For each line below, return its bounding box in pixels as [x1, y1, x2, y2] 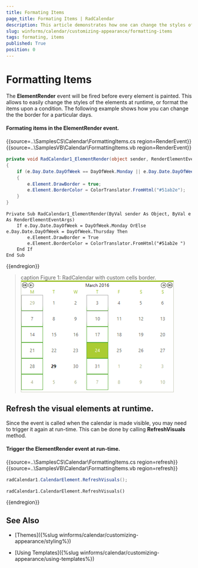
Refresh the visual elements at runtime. [6, 404, 154, 414]
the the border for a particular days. [6, 111, 93, 118]
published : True [6, 41, 46, 47]
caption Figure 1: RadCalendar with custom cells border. [20, 274, 156, 281]
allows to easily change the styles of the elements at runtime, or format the [6, 98, 188, 105]
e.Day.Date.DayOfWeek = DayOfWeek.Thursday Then [6, 229, 128, 235]
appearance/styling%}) [14, 537, 72, 544]
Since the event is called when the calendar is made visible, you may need [6, 419, 187, 427]
